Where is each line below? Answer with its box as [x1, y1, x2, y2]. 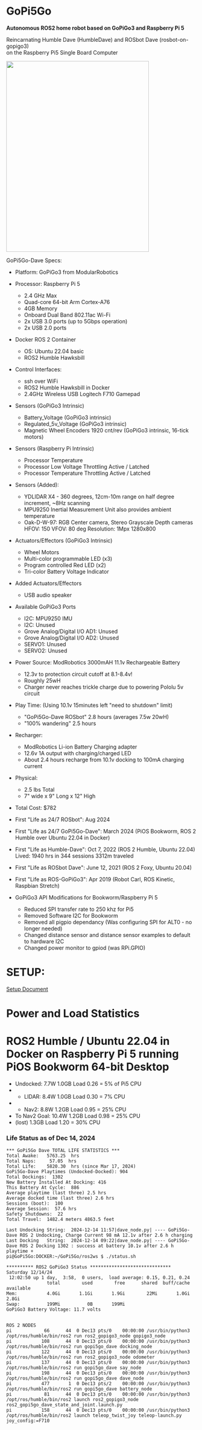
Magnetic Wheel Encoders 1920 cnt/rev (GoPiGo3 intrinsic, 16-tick [24, 426, 189, 434]
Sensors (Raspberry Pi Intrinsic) [14, 445, 95, 452]
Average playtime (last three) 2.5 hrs [6, 1190, 107, 1196]
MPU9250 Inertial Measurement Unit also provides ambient [24, 506, 172, 513]
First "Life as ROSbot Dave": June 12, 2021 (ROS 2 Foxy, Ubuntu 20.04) [14, 864, 192, 871]
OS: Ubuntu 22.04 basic [24, 347, 84, 355]
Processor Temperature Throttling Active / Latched [24, 469, 151, 477]
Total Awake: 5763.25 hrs [6, 1153, 80, 1159]
